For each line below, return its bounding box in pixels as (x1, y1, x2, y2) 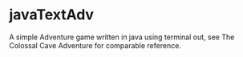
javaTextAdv (9, 6, 95, 24)
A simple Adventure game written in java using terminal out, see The (9, 32, 235, 42)
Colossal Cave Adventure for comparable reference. (9, 40, 181, 50)
